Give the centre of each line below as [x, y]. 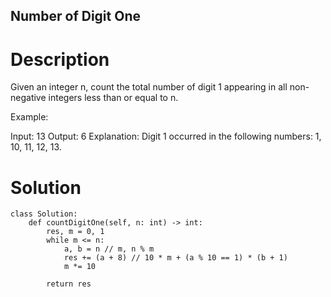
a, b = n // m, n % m [109, 249]
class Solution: [44, 214]
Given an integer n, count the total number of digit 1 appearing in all [149, 87]
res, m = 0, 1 [75, 232]
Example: [29, 117]
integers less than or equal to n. [113, 98]
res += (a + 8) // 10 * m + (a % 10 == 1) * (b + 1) [175, 258]
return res [69, 284]
